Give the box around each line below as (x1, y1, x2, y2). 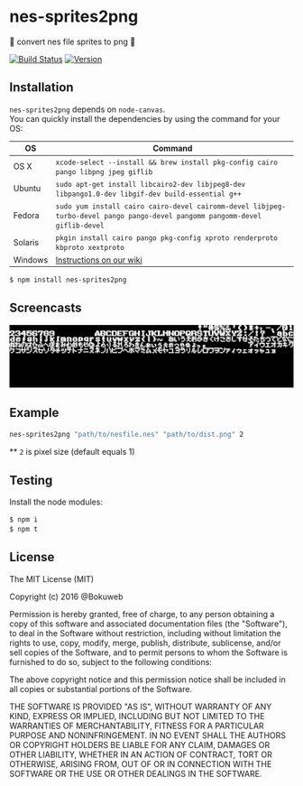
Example (9, 404, 60, 421)
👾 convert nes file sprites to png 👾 (9, 36, 136, 47)
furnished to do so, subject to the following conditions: (9, 656, 212, 667)
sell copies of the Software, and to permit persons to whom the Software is (9, 647, 289, 658)
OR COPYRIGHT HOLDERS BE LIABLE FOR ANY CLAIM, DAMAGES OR (9, 739, 271, 750)
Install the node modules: (9, 496, 104, 507)
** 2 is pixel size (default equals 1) (9, 447, 135, 458)
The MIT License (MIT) (9, 573, 95, 584)
